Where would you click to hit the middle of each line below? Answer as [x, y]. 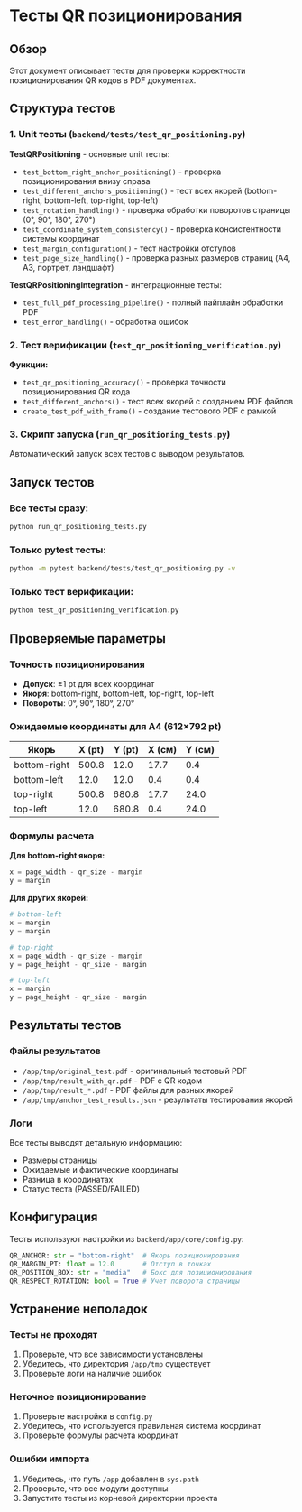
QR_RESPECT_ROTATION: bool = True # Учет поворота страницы [125, 1281]
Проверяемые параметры [88, 639]
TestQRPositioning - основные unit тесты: [90, 153]
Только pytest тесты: [58, 550]
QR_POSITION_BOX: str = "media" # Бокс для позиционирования [131, 1272]
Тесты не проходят [54, 1334]
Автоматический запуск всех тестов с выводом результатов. [127, 454]
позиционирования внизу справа [86, 181]
